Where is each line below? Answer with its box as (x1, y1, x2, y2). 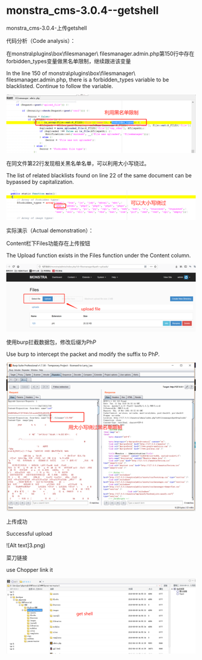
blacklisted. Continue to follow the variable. (6, 82, 114, 89)
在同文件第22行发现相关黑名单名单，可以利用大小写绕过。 (6, 159, 150, 167)
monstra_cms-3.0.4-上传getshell (6, 24, 87, 31)
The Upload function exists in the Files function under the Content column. (6, 252, 191, 259)
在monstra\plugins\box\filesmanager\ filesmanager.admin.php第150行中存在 (6, 49, 195, 57)
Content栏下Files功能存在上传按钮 (6, 240, 90, 247)
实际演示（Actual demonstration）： (6, 227, 94, 234)
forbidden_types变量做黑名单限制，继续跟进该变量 (6, 57, 131, 65)
